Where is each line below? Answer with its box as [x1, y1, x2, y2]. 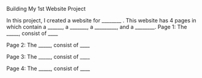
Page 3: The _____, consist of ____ [6, 53, 90, 60]
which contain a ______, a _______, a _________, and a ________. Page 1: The [6, 24, 188, 30]
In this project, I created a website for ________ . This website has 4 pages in [6, 17, 197, 24]
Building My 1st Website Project [6, 5, 86, 12]
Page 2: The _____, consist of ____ [6, 42, 90, 48]
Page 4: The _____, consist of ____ [6, 65, 91, 72]
